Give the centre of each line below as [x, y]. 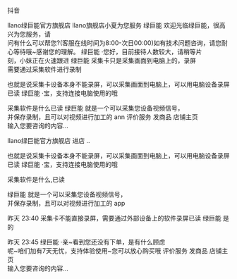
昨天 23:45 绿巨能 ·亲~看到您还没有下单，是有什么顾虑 [86, 242]
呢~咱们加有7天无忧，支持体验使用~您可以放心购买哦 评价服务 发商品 [108, 251]
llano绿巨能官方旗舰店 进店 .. [49, 141]
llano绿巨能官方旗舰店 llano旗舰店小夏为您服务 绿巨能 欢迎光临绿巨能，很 [114, 25]
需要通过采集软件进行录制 [44, 69]
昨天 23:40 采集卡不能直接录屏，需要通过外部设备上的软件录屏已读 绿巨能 [114, 218]
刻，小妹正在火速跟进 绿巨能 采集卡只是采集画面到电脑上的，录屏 [102, 61]
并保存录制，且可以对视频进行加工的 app [66, 203]
